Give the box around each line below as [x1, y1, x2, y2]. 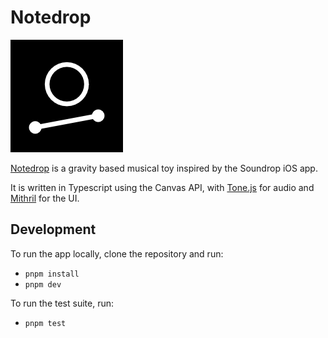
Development [10, 221, 97, 238]
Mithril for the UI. [10, 192, 80, 204]
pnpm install [24, 269, 80, 279]
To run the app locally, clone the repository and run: [10, 247, 224, 260]
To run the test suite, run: [10, 297, 114, 309]
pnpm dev [24, 279, 62, 290]
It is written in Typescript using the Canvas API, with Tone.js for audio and [10, 181, 315, 193]
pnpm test [24, 318, 67, 328]
